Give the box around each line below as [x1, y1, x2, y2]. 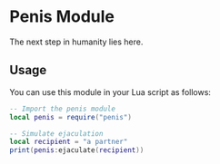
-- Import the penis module [9, 104, 116, 113]
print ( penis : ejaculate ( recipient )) [9, 146, 145, 155]
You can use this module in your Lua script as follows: [9, 86, 212, 97]
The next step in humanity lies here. [9, 36, 144, 47]
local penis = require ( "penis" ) [9, 112, 132, 121]
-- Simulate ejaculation [9, 129, 104, 138]
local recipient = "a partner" [9, 138, 128, 147]
